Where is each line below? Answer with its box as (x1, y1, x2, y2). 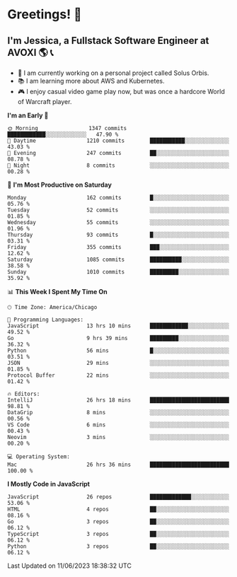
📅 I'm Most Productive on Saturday (7, 180, 112, 189)
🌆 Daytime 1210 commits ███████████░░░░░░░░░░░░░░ (7, 137, 230, 144)
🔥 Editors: (7, 390, 40, 397)
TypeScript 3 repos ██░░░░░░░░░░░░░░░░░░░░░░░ (7, 530, 230, 537)
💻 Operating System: (7, 453, 71, 460)
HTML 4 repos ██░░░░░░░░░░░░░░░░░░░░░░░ (7, 506, 230, 513)
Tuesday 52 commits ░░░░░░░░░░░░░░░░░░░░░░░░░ (7, 206, 230, 214)
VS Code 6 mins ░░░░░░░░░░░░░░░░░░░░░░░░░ (7, 421, 230, 429)
